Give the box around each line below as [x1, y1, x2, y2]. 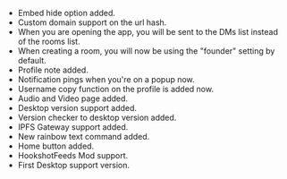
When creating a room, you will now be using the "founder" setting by [17, 46, 275, 56]
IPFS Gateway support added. [17, 122, 129, 132]
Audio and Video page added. [17, 93, 128, 104]
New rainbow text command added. [17, 132, 150, 141]
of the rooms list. [17, 36, 80, 47]
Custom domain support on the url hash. [17, 17, 167, 28]
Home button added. [17, 141, 95, 151]
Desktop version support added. [17, 103, 137, 113]
